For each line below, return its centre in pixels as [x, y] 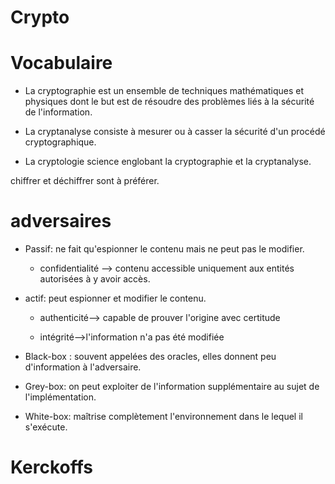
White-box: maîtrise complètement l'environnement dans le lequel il [163, 417]
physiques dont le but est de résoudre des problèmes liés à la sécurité [169, 102]
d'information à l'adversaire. [83, 367]
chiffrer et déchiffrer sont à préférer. [85, 181]
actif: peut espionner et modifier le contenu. [115, 298]
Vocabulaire [61, 63]
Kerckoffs [51, 467]
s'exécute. [46, 427]
